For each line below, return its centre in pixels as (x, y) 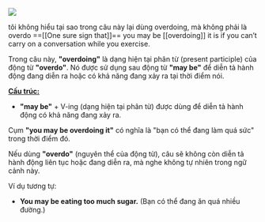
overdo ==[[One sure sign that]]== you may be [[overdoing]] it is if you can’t (132, 35)
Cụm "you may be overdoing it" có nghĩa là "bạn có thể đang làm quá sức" (131, 130)
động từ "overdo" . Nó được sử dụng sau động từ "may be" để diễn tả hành (131, 68)
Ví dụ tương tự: (32, 186)
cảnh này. (24, 171)
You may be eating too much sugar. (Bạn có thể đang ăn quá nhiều (130, 201)
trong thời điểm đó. (40, 139)
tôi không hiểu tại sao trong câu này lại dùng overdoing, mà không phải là (128, 27)
